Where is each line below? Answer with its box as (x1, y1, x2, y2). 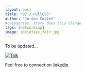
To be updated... (5, 43, 38, 49)
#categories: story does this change (5, 20, 82, 26)
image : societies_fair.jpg (5, 30, 60, 35)
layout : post (5, 7, 32, 12)
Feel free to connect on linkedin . (5, 62, 69, 68)
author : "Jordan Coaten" (5, 16, 55, 21)
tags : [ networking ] (5, 25, 45, 30)
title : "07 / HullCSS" (5, 12, 51, 17)
